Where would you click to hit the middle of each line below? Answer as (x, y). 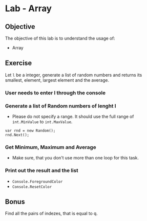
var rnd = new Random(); (30, 131)
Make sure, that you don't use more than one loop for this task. (75, 158)
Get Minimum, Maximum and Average (51, 147)
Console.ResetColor (32, 187)
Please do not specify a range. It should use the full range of (73, 117)
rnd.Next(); (17, 135)
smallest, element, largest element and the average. (57, 80)
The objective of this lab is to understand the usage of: (60, 38)
